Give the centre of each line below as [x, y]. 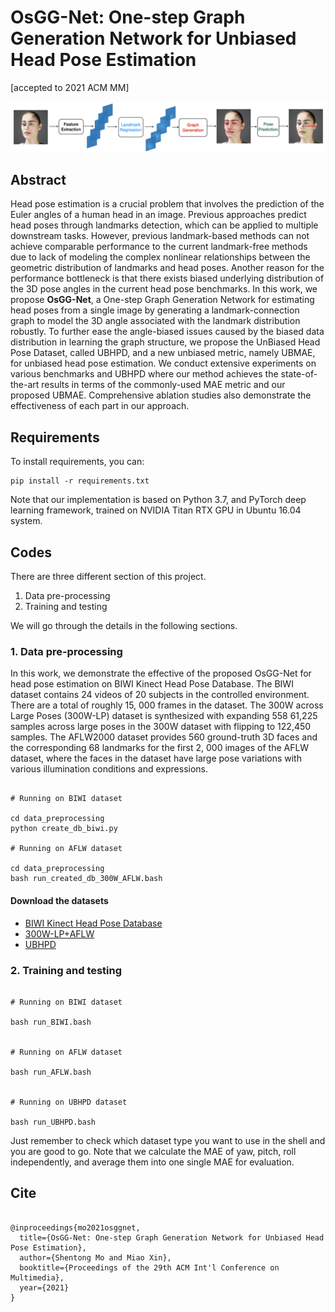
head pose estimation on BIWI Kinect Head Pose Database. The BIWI [152, 684]
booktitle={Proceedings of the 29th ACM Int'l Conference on [149, 1267]
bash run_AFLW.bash [51, 1072]
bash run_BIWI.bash [51, 1022]
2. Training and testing [66, 970]
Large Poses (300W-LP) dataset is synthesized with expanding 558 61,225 [164, 716]
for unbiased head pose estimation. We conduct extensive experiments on [163, 363]
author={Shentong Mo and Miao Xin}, [95, 1257]
